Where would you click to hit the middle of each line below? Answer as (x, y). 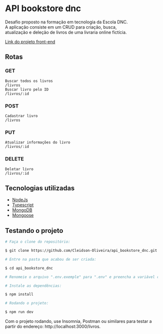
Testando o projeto (34, 231)
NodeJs (20, 200)
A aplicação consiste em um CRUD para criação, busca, (61, 27)
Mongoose (23, 215)
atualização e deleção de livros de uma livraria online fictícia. (66, 32)
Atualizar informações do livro (38, 142)
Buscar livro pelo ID (27, 89)
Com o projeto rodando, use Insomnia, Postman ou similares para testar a (78, 321)
